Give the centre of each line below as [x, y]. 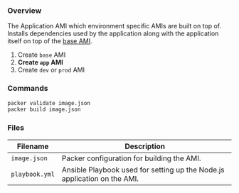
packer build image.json [44, 110]
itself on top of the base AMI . [50, 41]
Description [145, 146]
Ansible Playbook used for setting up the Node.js [143, 170]
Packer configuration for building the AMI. [131, 158]
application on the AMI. [100, 178]
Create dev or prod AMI [51, 70]
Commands [28, 89]
